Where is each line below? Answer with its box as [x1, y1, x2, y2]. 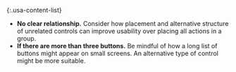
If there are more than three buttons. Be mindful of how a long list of [16, 42, 218, 50]
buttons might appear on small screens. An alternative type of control [16, 49, 219, 57]
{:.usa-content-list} [6, 6, 63, 14]
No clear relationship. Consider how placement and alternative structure [16, 20, 229, 27]
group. [16, 34, 37, 43]
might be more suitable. [16, 57, 86, 65]
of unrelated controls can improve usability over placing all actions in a [16, 27, 222, 35]
